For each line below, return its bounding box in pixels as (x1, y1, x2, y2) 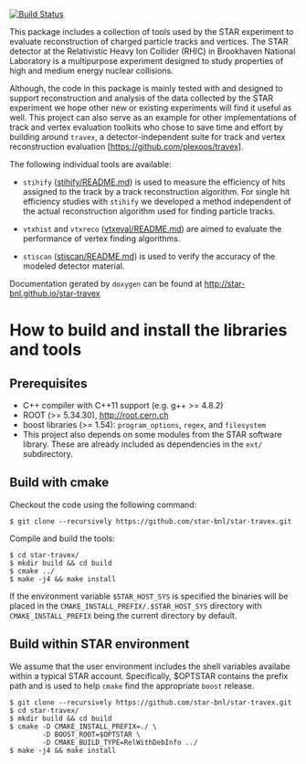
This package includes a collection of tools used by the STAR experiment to (9, 27, 294, 37)
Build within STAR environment (9, 636, 190, 653)
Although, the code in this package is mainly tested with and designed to (9, 83, 283, 93)
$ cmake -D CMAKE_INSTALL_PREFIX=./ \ (9, 722, 157, 731)
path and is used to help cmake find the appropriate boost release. (9, 680, 255, 691)
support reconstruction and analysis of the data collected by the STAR (9, 92, 274, 103)
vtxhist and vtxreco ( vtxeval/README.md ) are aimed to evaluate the (22, 224, 282, 234)
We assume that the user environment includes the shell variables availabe (9, 661, 290, 672)
